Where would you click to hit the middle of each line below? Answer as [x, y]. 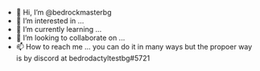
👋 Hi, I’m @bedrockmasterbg [64, 12]
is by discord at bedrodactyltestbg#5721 [83, 58]
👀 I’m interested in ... [50, 21]
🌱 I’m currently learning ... [59, 29]
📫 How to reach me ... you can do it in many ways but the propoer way [134, 47]
